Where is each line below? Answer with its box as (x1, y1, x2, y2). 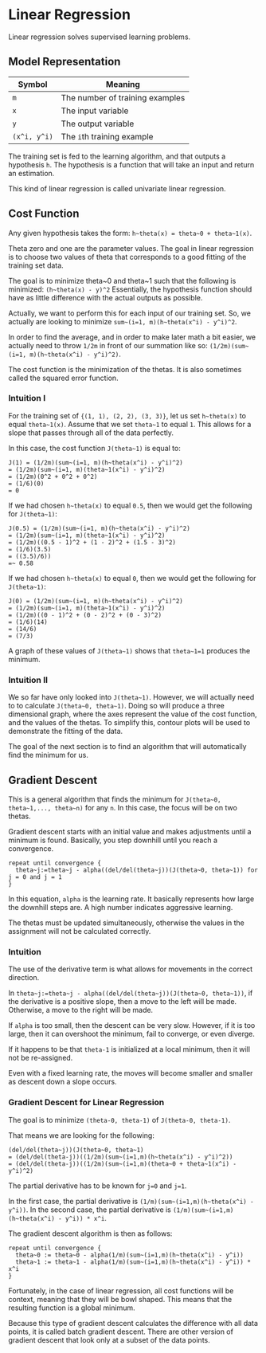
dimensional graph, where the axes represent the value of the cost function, (8, 709, 257, 719)
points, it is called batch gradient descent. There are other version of (8, 1327, 233, 1336)
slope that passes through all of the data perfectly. (8, 428, 174, 437)
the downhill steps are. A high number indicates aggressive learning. (8, 902, 233, 912)
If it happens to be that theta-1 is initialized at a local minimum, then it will (8, 1045, 251, 1054)
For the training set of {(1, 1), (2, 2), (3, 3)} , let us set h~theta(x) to (8, 410, 247, 420)
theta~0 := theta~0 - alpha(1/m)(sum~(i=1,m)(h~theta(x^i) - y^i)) (15, 1251, 244, 1259)
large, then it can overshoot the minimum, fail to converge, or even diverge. (8, 1029, 255, 1039)
